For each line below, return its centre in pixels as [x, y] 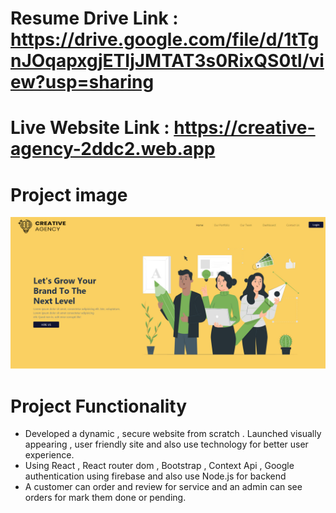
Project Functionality [99, 406]
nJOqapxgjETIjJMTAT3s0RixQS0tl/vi [167, 61]
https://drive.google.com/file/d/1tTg [165, 39]
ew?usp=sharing [82, 82]
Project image [69, 194]
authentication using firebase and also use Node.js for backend [155, 476]
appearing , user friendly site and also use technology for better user [166, 444]
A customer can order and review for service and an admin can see [163, 487]
